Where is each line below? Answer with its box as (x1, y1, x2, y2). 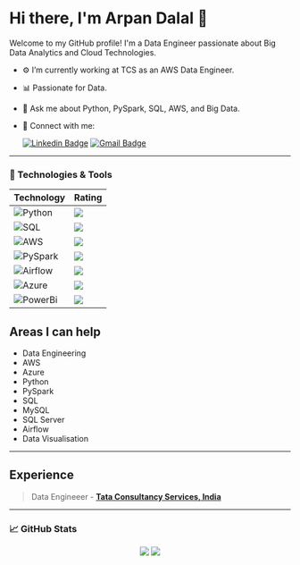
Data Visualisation (21, 434, 89, 444)
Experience (9, 468, 74, 483)
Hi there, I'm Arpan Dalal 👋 (9, 8, 208, 29)
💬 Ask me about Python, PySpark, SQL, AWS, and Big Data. (21, 103, 241, 114)
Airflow (21, 424, 49, 434)
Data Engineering (21, 348, 87, 358)
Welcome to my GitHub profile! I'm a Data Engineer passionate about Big (9, 38, 277, 48)
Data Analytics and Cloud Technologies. (9, 46, 156, 57)
